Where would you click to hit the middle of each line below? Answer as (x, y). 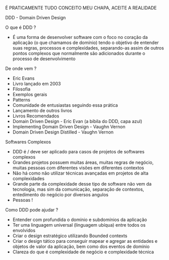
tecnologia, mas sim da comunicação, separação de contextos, (78, 189)
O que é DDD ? (21, 27)
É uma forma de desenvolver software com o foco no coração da (80, 37)
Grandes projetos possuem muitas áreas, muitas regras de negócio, (83, 162)
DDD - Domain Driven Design (36, 17)
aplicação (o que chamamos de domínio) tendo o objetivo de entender (86, 42)
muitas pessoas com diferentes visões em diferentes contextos (78, 168)
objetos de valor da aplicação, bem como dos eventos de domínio (81, 246)
